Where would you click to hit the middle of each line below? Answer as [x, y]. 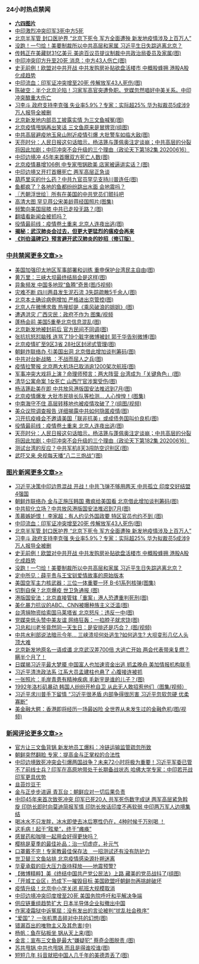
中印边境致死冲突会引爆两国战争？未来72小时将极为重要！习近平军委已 [101, 762]
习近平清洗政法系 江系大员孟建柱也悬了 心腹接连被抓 [78, 672]
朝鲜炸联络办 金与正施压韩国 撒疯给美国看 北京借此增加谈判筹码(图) [97, 501]
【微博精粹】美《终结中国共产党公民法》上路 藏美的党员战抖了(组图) [98, 874]
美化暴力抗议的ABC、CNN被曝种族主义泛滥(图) [72, 605]
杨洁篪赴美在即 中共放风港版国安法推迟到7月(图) [73, 388]
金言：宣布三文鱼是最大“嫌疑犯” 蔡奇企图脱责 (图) [75, 940]
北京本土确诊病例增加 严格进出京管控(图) [64, 299]
